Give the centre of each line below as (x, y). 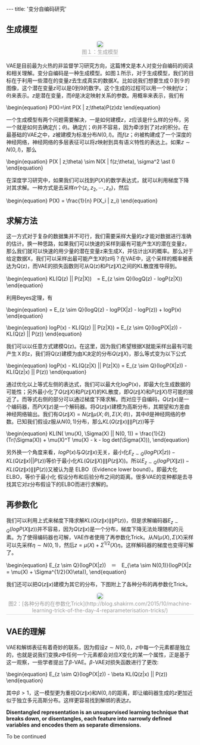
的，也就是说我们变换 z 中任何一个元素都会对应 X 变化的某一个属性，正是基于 (98, 654)
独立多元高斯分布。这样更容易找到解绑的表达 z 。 (75, 700)
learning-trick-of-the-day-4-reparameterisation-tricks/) (100, 611)
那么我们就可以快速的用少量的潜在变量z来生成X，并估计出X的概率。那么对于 (100, 251)
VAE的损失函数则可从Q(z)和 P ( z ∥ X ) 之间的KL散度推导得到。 (109, 266)
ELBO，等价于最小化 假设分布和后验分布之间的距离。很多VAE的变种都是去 (97, 477)
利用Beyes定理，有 (29, 298)
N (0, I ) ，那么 (21, 149)
